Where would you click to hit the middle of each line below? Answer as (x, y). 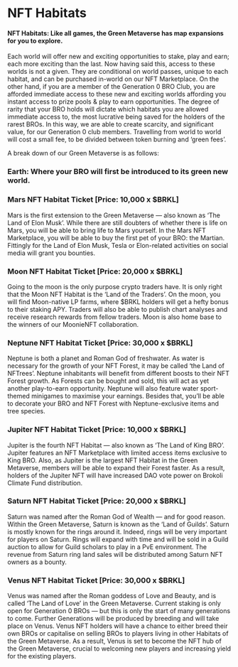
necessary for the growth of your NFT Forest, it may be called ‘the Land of (116, 366)
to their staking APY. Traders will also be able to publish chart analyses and (118, 309)
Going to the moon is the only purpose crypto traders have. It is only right (115, 286)
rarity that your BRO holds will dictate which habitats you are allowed (108, 109)
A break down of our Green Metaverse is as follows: (83, 153)
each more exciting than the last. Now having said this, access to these (111, 64)
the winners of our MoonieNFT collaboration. (73, 324)
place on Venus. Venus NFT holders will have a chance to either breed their (118, 626)
